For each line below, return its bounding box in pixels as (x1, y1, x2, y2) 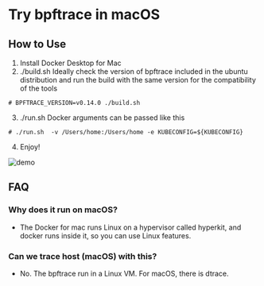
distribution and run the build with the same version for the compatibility (19, 75, 257, 84)
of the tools (19, 83, 58, 93)
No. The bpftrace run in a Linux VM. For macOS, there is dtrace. (19, 269, 229, 278)
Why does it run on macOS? (8, 204, 118, 215)
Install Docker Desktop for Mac (19, 58, 122, 68)
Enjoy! (19, 142, 41, 152)
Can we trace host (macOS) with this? (8, 250, 157, 261)
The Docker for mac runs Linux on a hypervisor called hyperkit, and (19, 222, 242, 232)
